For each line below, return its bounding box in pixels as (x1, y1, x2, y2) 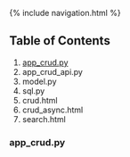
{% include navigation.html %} (9, 8, 122, 18)
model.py (21, 76, 57, 87)
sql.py (21, 85, 45, 96)
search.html (21, 113, 67, 124)
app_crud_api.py (21, 66, 83, 77)
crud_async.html (21, 104, 84, 115)
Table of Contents (9, 33, 111, 48)
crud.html (21, 95, 58, 105)
